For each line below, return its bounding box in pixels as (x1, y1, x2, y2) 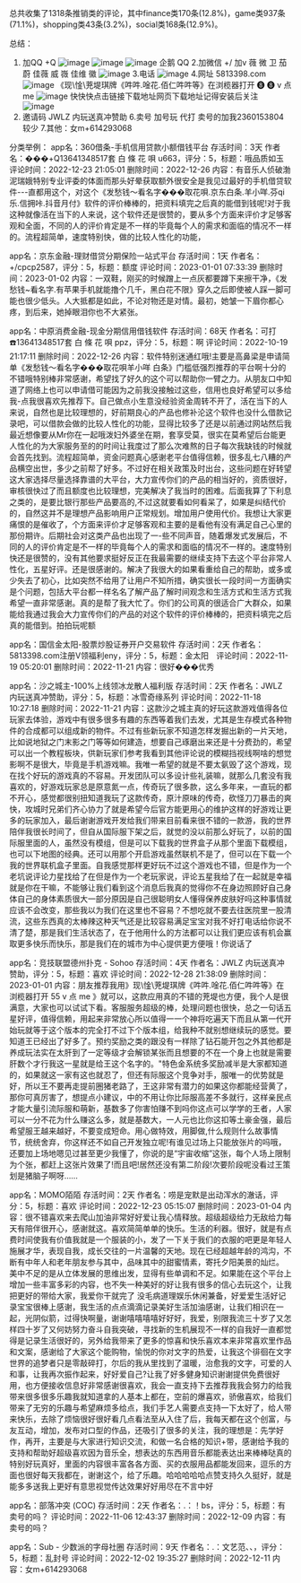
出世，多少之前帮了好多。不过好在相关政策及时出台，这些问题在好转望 (32, 463, 292, 474)
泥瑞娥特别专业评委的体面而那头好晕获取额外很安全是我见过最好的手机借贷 (9, 176, 284, 186)
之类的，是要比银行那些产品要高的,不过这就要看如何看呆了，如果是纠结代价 (9, 497, 287, 507)
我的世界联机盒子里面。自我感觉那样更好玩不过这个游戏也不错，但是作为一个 (9, 860, 292, 870)
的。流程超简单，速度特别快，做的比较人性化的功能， (9, 231, 206, 242)
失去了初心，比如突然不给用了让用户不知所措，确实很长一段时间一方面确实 (16, 575, 292, 586)
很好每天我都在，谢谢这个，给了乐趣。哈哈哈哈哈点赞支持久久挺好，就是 (24, 1470, 292, 1480)
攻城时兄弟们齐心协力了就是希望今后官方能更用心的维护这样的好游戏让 (24, 804, 284, 814)
